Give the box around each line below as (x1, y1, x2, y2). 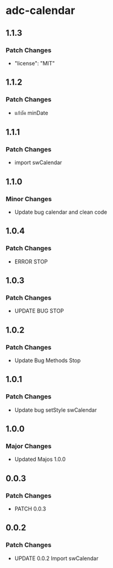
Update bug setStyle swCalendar (14, 406, 97, 414)
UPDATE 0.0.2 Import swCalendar (14, 555, 99, 562)
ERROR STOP (14, 258, 48, 265)
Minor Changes (5, 194, 52, 203)
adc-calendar (5, 4, 76, 18)
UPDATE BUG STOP (14, 307, 64, 315)
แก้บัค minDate (14, 109, 49, 116)
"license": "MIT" (14, 59, 55, 67)
